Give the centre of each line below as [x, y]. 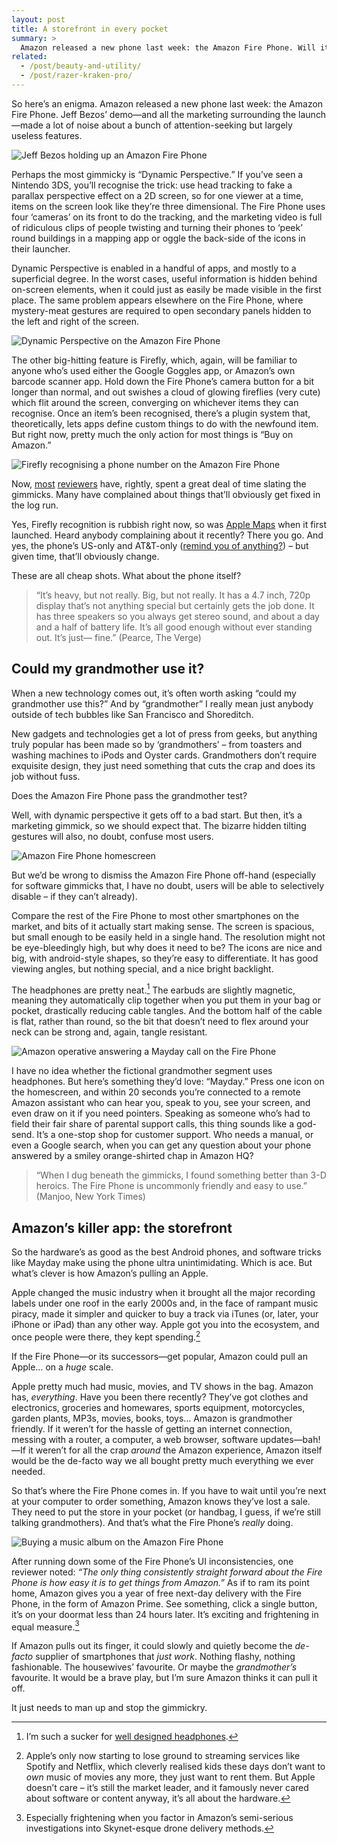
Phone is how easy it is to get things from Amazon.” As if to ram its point [160, 1582]
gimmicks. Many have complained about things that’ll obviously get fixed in [166, 494]
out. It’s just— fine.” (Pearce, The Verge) [118, 637]
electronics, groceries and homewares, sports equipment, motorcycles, [158, 1407]
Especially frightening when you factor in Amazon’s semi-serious [159, 1818]
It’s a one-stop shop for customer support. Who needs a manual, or [175, 1135]
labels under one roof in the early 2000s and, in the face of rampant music [165, 1303]
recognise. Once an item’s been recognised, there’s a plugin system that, [161, 413]
